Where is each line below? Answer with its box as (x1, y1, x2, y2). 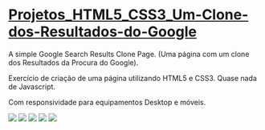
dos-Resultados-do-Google (8, 22, 197, 41)
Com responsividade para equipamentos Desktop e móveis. (8, 97, 206, 107)
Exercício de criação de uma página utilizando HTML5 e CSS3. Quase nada (8, 73, 257, 83)
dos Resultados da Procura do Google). (8, 58, 139, 67)
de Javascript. (8, 82, 56, 91)
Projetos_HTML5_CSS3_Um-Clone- (8, 6, 249, 24)
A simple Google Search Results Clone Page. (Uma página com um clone (8, 49, 250, 59)
